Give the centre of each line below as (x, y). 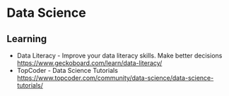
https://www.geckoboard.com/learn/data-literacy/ (89, 63)
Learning (27, 39)
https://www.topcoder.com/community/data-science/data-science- (115, 78)
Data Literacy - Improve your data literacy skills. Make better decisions (119, 55)
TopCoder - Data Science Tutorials (67, 70)
